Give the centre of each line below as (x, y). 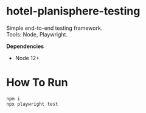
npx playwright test (33, 104)
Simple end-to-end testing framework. (54, 28)
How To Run (37, 83)
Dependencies (25, 46)
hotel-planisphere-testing (73, 11)
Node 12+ (27, 58)
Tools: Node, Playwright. (37, 34)
